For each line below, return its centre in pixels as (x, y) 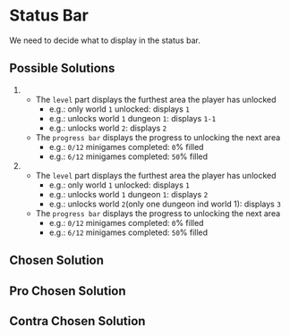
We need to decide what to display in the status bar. (105, 40)
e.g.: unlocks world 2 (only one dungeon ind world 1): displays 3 (165, 204)
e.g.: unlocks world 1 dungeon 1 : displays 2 (128, 194)
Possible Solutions (62, 68)
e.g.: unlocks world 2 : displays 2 (108, 128)
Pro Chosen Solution (68, 291)
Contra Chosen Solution (77, 321)
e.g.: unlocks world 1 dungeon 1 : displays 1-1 (132, 118)
